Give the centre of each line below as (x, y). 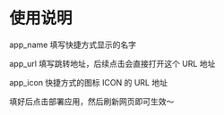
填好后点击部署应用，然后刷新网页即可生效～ (92, 101)
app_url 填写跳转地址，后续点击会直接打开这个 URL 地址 (112, 63)
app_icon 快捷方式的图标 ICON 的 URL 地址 (89, 82)
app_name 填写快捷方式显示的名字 (73, 45)
